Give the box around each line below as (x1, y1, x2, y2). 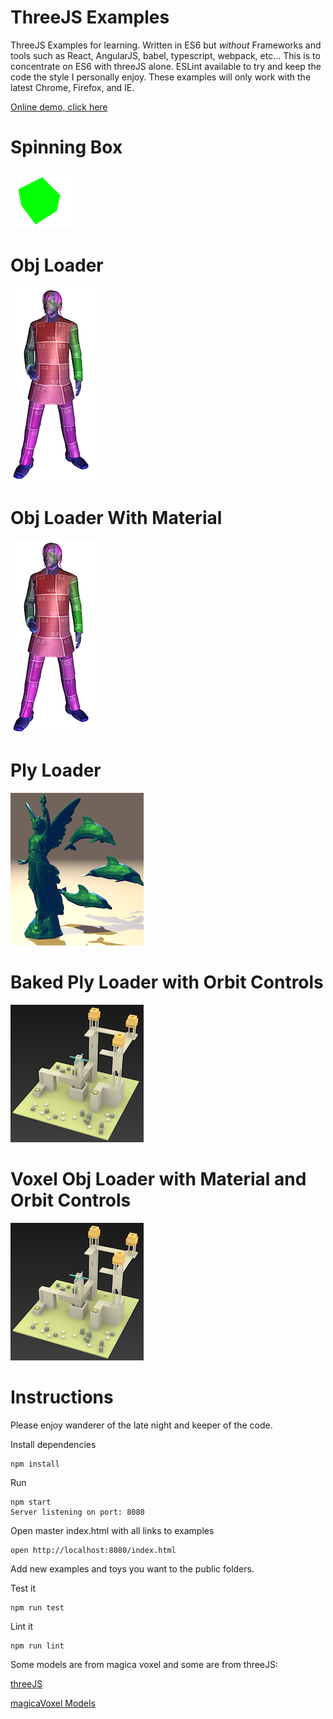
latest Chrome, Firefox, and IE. (10, 81, 135, 93)
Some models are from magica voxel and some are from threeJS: (10, 1658, 279, 1670)
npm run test (10, 1602, 65, 1613)
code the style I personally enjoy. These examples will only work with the (10, 71, 312, 83)
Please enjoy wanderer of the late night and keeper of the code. (10, 1419, 273, 1431)
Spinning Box (10, 136, 123, 159)
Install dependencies (10, 1438, 97, 1450)
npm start (10, 1497, 52, 1507)
